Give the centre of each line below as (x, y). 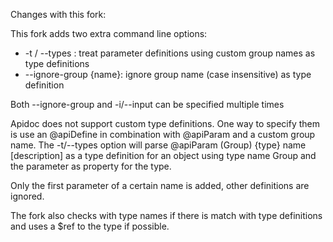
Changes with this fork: (58, 14)
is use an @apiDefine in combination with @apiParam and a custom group (163, 134)
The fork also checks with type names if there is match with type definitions (166, 215)
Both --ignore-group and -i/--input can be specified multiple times (147, 104)
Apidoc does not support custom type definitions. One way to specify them (165, 123)
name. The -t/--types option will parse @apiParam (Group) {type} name (158, 145)
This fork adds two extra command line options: (109, 33)
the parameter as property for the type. (91, 166)
